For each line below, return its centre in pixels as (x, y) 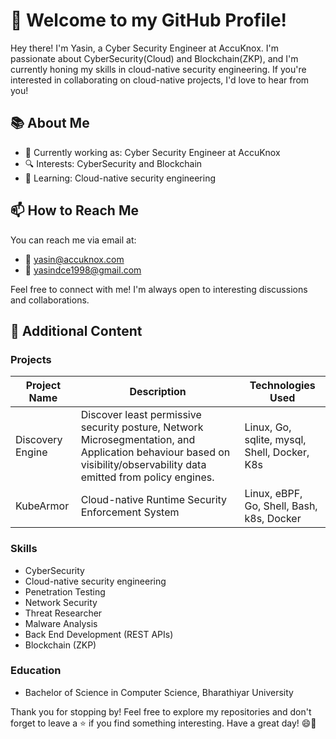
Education (36, 671)
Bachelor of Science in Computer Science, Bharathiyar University (159, 692)
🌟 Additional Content (76, 330)
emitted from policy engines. (147, 477)
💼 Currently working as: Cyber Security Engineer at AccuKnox (152, 152)
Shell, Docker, (277, 452)
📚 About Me (50, 123)
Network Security (61, 602)
